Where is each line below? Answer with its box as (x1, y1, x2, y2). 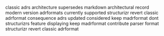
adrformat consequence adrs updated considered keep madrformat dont (5, 15, 159, 21)
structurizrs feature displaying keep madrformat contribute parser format (5, 20, 159, 26)
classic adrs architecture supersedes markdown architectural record (5, 5, 149, 10)
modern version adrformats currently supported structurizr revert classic (5, 10, 159, 16)
